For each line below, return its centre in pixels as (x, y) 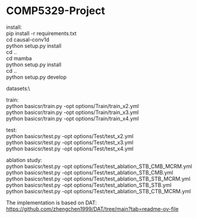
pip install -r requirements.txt (41, 33)
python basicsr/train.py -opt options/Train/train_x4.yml (73, 118)
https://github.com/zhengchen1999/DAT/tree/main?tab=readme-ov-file (92, 209)
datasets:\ (18, 88)
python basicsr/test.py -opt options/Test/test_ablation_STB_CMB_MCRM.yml (99, 166)
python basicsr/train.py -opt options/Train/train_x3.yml (73, 112)
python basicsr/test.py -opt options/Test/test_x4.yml (70, 149)
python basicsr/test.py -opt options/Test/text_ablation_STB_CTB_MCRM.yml (98, 191)
